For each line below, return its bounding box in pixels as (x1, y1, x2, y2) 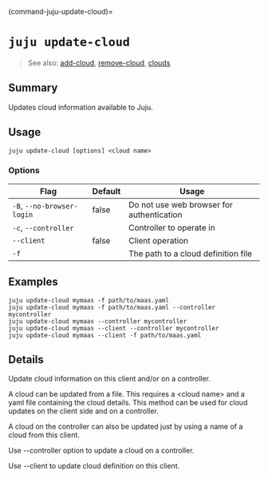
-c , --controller (12, 222, 74, 233)
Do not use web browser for (128, 199, 234, 210)
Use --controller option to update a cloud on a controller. (8, 446, 195, 456)
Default (92, 185, 121, 196)
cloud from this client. (8, 430, 80, 440)
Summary (8, 81, 58, 95)
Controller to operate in (128, 222, 215, 233)
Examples (8, 275, 58, 289)
